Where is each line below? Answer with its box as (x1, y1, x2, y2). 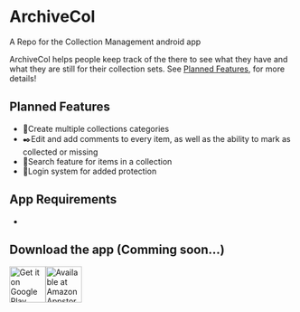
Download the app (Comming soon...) (9, 241, 226, 257)
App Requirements (9, 192, 117, 207)
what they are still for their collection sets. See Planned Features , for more (9, 63, 286, 74)
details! (9, 72, 37, 83)
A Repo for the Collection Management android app (9, 36, 202, 47)
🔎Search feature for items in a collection (22, 156, 173, 166)
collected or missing (22, 147, 98, 157)
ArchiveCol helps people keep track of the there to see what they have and (9, 53, 288, 64)
